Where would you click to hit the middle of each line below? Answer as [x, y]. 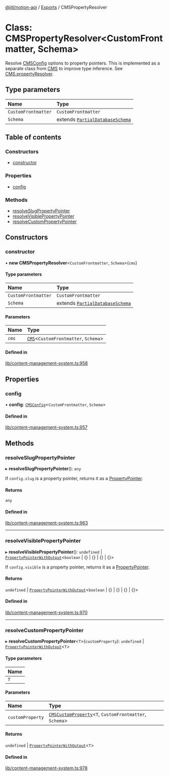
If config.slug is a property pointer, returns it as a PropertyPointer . [74, 478]
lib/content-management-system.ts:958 [47, 364]
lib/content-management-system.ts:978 [47, 768]
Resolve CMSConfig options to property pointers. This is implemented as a [82, 63]
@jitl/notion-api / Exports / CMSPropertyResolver [56, 7]
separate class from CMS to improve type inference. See [64, 68]
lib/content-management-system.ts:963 [47, 523]
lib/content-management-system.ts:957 [47, 427]
